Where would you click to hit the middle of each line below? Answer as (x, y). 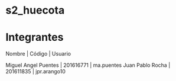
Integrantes (35, 38)
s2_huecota (35, 10)
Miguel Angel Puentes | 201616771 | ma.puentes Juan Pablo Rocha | (88, 65)
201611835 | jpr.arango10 (35, 72)
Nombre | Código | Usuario (38, 54)
